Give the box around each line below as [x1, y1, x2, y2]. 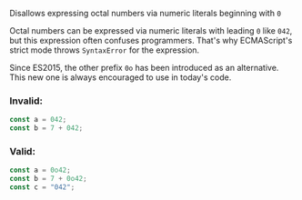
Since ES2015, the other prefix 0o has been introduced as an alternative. [9, 63, 279, 73]
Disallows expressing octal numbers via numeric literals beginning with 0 [9, 8, 282, 18]
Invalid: [9, 95, 44, 107]
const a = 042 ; [9, 115, 67, 125]
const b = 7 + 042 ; [9, 124, 84, 133]
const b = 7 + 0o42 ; [9, 175, 88, 184]
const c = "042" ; [9, 183, 75, 192]
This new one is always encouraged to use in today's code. [9, 72, 232, 83]
